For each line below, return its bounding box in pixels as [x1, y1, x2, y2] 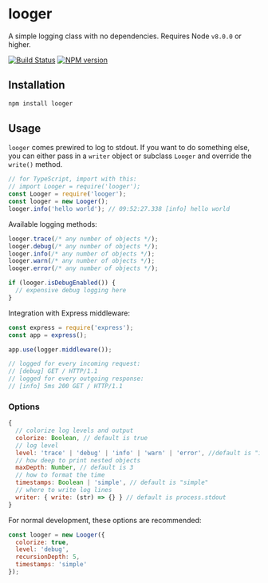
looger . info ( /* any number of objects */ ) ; [8, 249, 156, 258]
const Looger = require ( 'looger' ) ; [8, 190, 127, 198]
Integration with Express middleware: [8, 308, 130, 318]
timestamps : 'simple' [15, 561, 88, 569]
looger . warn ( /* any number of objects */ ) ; [8, 257, 156, 265]
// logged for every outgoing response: [8, 375, 145, 383]
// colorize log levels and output [15, 426, 134, 435]
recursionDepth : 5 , [15, 553, 81, 561]
